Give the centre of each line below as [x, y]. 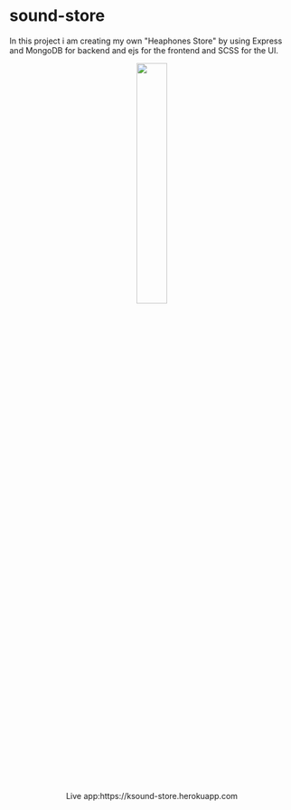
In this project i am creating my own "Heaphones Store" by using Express [146, 41]
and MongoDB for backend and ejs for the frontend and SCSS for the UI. [144, 50]
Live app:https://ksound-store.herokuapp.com [152, 796]
